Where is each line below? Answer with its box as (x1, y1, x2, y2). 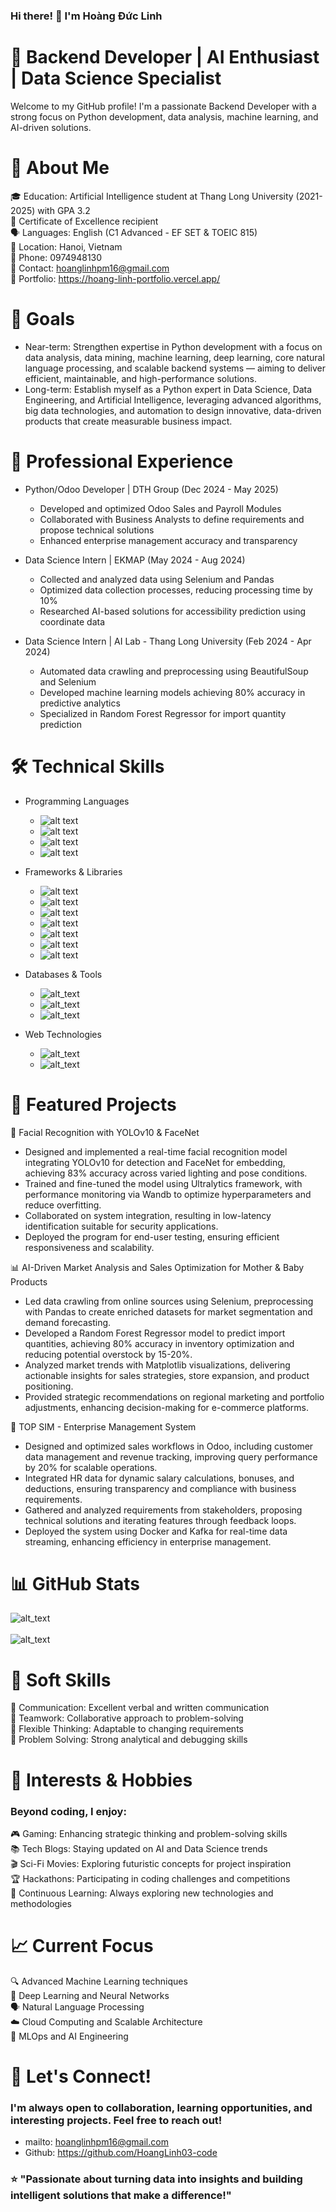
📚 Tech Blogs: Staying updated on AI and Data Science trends (10, 1842, 268, 1854)
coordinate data (39, 615, 106, 628)
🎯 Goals (10, 307, 75, 330)
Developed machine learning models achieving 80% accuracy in (39, 686, 306, 698)
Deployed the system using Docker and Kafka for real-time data (24, 1525, 288, 1537)
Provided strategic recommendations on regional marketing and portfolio (24, 1390, 325, 1403)
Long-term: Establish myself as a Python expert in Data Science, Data (24, 383, 313, 395)
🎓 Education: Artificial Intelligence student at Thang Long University (10, 190, 294, 202)
